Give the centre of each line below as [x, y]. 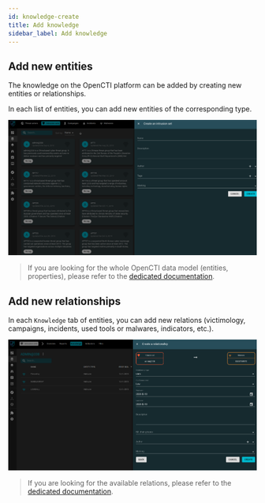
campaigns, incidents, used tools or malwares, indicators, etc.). [111, 328]
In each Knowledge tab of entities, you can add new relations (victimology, [127, 321]
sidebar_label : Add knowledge [58, 33]
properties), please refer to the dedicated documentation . [121, 276]
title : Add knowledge [44, 25]
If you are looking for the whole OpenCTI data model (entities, [128, 268]
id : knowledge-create [44, 17]
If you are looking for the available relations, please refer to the [129, 483]
